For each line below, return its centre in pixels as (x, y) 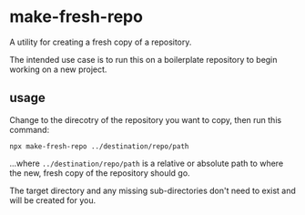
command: (30, 129)
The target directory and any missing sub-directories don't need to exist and (152, 190)
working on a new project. (58, 69)
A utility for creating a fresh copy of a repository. (101, 42)
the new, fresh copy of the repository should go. (100, 173)
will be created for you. (53, 200)
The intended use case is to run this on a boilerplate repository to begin (143, 59)
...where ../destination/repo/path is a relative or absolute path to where (147, 163)
